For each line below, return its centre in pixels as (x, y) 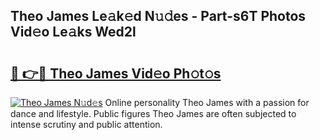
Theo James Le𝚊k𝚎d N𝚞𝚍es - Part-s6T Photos (158, 16)
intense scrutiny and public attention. (86, 124)
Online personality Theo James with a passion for (207, 102)
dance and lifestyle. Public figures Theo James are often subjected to (153, 113)
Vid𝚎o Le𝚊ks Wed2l (73, 32)
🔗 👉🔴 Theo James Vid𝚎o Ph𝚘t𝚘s (116, 73)
